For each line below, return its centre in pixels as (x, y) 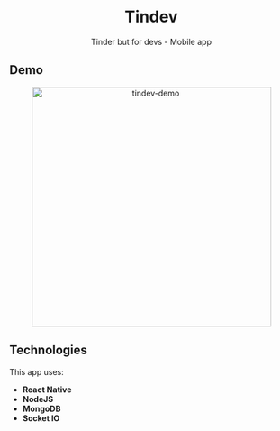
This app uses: (37, 371)
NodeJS (38, 399)
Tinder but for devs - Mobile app (151, 41)
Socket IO (41, 418)
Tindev (151, 17)
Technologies (49, 350)
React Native (47, 390)
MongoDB (41, 408)
